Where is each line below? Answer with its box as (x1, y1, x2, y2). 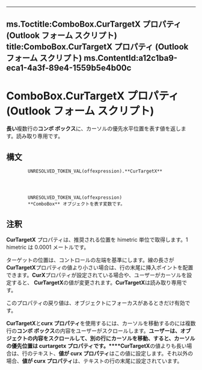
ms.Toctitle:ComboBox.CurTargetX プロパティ (6, 19, 182, 30)
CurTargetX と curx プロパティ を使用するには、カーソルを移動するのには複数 (6, 319, 196, 327)
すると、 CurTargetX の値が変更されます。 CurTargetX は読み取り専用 (11, 278, 182, 286)
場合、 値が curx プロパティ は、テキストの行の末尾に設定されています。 (6, 357, 183, 365)
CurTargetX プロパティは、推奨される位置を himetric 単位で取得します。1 (6, 236, 188, 243)
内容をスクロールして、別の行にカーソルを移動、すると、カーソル (32, 334, 195, 342)
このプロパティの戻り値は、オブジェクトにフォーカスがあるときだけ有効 (6, 299, 185, 306)
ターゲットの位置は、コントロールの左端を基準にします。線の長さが (6, 256, 174, 263)
